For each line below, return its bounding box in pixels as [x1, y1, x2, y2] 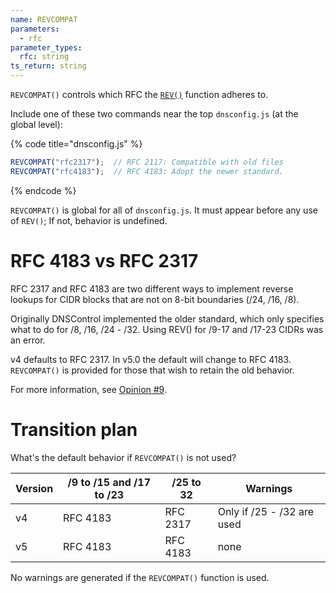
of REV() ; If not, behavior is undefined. [10, 214, 168, 226]
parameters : [10, 24, 60, 34]
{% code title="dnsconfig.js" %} [10, 138, 143, 150]
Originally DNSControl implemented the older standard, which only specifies [10, 312, 325, 325]
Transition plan [10, 418, 138, 441]
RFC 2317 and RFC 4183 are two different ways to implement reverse [10, 282, 294, 295]
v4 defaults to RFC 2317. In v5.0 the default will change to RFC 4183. [10, 353, 292, 365]
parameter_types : [10, 42, 83, 53]
